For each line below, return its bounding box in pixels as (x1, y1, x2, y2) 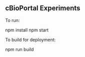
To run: (5, 17, 20, 23)
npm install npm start (5, 27, 49, 33)
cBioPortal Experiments (5, 4, 80, 12)
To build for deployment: (5, 36, 56, 42)
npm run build (5, 46, 34, 52)
